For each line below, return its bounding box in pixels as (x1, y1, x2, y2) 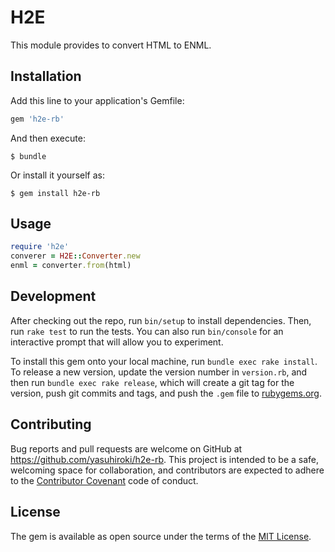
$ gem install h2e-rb (10, 188, 101, 198)
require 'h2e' (10, 242, 70, 252)
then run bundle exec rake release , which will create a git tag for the (10, 376, 295, 388)
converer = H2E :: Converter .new (10, 251, 141, 261)
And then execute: (10, 132, 86, 144)
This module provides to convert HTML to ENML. (10, 39, 212, 51)
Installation (10, 68, 82, 85)
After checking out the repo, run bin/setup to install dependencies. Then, (10, 314, 312, 326)
